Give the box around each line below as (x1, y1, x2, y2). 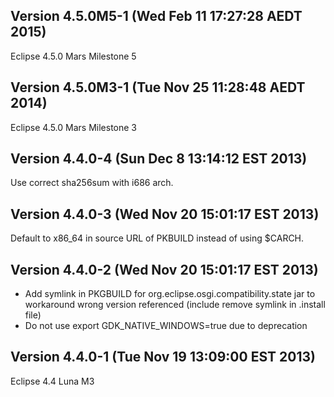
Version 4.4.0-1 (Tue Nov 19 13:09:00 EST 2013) (10, 349, 316, 366)
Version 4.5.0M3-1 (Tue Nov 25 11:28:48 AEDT (10, 79, 306, 96)
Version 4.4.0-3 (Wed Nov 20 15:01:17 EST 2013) (10, 205, 320, 223)
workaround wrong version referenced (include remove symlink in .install (24, 299, 326, 311)
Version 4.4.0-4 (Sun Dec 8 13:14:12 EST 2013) (10, 150, 308, 168)
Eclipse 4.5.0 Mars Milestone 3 (10, 121, 137, 133)
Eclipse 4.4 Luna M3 (10, 375, 95, 387)
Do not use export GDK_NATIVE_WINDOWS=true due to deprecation (24, 320, 308, 332)
